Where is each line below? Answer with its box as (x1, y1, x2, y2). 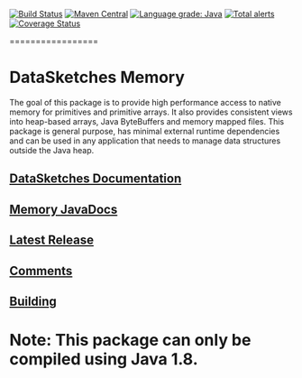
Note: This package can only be (9, 330, 252, 351)
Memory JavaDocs (9, 201, 118, 217)
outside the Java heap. (9, 144, 95, 155)
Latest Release (9, 233, 95, 248)
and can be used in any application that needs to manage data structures (9, 135, 281, 146)
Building (9, 293, 57, 309)
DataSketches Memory (9, 68, 185, 88)
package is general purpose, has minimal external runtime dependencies (9, 125, 280, 136)
